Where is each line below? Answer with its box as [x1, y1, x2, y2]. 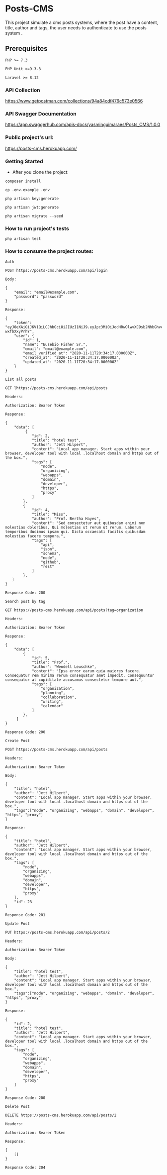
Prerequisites [5, 44, 48, 53]
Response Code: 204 [5, 1165, 46, 1170]
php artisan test [5, 236, 41, 241]
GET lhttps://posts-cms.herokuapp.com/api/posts [5, 385, 108, 391]
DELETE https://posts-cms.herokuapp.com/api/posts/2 [5, 1113, 117, 1118]
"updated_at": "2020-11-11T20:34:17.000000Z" [23, 359, 119, 364]
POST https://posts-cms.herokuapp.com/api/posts [5, 747, 108, 752]
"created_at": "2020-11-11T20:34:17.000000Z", [23, 355, 121, 360]
